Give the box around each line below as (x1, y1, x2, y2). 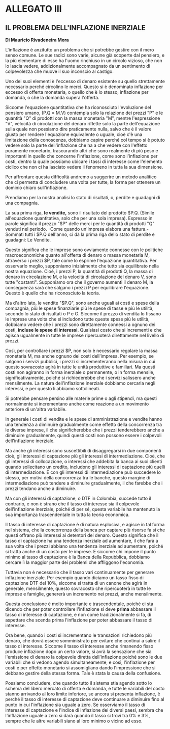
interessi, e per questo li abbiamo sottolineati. (5, 386, 100, 391)
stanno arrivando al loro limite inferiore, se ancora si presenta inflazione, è (5, 691, 161, 697)
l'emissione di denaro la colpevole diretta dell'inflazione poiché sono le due (5, 654, 162, 660)
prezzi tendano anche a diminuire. (5, 485, 77, 492)
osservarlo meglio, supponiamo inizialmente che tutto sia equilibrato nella (5, 263, 159, 269)
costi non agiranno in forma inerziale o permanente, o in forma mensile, (5, 369, 155, 375)
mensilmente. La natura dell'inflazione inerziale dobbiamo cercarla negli (5, 380, 156, 386)
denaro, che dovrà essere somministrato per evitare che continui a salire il (5, 638, 160, 643)
